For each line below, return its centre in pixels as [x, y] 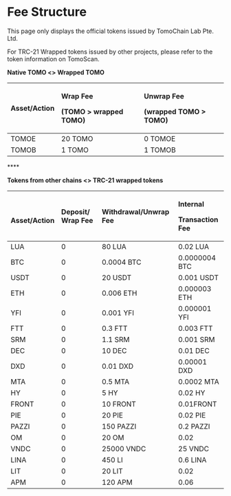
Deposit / [76, 212]
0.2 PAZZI [194, 426]
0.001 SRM [197, 339]
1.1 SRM [116, 339]
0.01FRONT [198, 404]
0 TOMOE [160, 138]
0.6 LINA [192, 460]
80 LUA [114, 246]
